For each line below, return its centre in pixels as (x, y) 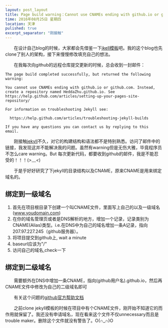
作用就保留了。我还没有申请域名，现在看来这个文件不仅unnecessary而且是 (82, 314)
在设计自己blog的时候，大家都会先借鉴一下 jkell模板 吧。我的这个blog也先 (88, 48)
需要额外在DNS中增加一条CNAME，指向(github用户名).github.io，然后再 (88, 280)
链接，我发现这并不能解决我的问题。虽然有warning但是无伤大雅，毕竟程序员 (84, 147)
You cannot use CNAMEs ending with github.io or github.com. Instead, (80, 88)
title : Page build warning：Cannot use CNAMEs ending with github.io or (82, 15)
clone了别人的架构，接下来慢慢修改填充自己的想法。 (59, 54)
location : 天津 (20, 24)
